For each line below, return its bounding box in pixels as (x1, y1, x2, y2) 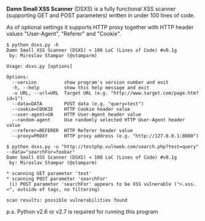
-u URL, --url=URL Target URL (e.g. (12, 90, 109, 96)
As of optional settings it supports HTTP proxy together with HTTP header (6, 24, 194, 31)
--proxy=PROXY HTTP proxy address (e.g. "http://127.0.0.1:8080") (12, 133, 199, 139)
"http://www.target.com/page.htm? (110, 90, 199, 96)
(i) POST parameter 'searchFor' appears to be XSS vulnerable (9, 181, 172, 187)
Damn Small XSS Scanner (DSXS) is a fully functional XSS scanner (6, 6, 176, 12)
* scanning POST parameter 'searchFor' (6, 176, 109, 182)
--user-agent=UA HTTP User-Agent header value (12, 111, 141, 118)
